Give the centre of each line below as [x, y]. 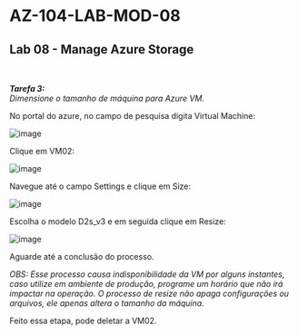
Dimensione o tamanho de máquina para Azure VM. [107, 98]
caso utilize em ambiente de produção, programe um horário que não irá [146, 284]
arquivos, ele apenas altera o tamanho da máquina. [107, 303]
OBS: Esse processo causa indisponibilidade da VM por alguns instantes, [147, 274]
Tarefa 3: [27, 89]
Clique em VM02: [42, 151]
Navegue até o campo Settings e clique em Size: [100, 186]
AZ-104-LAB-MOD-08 [95, 16]
